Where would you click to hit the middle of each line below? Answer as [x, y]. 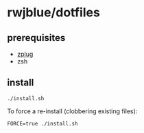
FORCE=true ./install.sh [43, 123]
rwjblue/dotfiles [54, 13]
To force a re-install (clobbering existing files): [72, 111]
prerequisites [36, 38]
